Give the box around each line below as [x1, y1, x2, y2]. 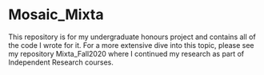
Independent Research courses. [8, 57, 114, 67]
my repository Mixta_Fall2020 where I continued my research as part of [8, 49, 245, 58]
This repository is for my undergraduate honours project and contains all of [8, 32, 256, 41]
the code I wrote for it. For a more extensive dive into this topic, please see [8, 40, 254, 49]
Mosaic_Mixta [8, 6, 104, 24]
